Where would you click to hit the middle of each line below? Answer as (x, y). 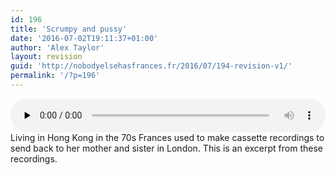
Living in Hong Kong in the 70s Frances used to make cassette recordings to (167, 137)
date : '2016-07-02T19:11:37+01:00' (84, 38)
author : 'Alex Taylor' (57, 47)
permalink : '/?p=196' (55, 76)
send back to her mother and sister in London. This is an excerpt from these (166, 148)
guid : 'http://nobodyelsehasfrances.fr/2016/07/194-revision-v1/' (151, 66)
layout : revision (46, 57)
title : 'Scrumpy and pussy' (69, 29)
